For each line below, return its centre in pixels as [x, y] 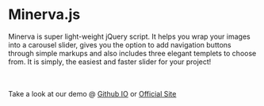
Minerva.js [44, 15]
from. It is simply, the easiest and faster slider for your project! [110, 62]
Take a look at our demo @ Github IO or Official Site [92, 93]
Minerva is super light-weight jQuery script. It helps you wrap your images [130, 36]
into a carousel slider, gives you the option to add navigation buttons [120, 44]
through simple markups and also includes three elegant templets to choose [132, 53]
